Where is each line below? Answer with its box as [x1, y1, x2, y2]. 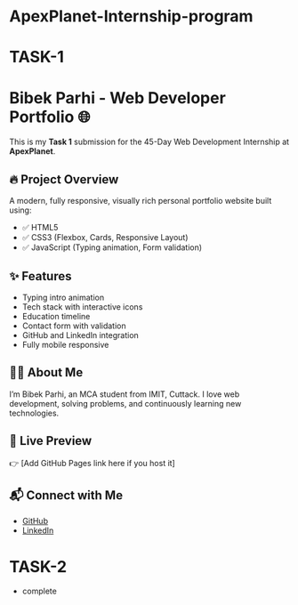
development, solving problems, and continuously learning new [9, 398, 242, 408]
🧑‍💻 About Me [9, 365, 84, 380]
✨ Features [9, 269, 72, 284]
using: [9, 205, 32, 215]
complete [21, 585, 58, 597]
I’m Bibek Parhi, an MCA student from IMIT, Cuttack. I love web [9, 389, 240, 399]
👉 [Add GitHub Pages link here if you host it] [9, 457, 175, 468]
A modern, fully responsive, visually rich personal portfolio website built [9, 196, 272, 206]
